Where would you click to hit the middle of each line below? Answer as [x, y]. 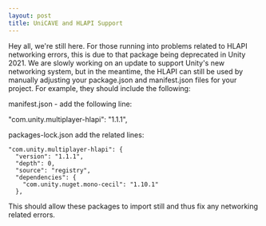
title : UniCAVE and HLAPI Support [66, 23]
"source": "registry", [53, 170]
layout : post [30, 16]
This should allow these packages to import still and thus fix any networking [133, 206]
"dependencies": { [46, 177]
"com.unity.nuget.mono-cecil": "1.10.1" [91, 184]
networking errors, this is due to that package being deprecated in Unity [127, 54]
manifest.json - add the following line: [70, 104]
